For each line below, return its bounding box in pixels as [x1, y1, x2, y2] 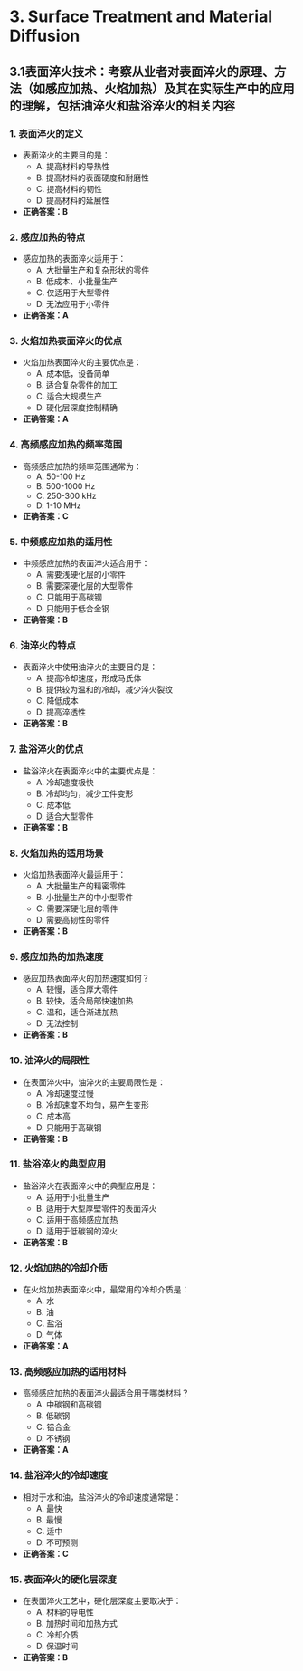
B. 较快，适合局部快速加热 [35, 995, 134, 1006]
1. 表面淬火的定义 [9, 127, 84, 139]
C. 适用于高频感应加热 [35, 1214, 118, 1224]
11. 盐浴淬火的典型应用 [9, 1157, 107, 1170]
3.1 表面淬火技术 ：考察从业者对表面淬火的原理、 [9, 63, 275, 79]
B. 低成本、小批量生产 [35, 276, 118, 287]
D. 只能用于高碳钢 [35, 1121, 102, 1133]
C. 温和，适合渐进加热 [35, 1007, 118, 1018]
